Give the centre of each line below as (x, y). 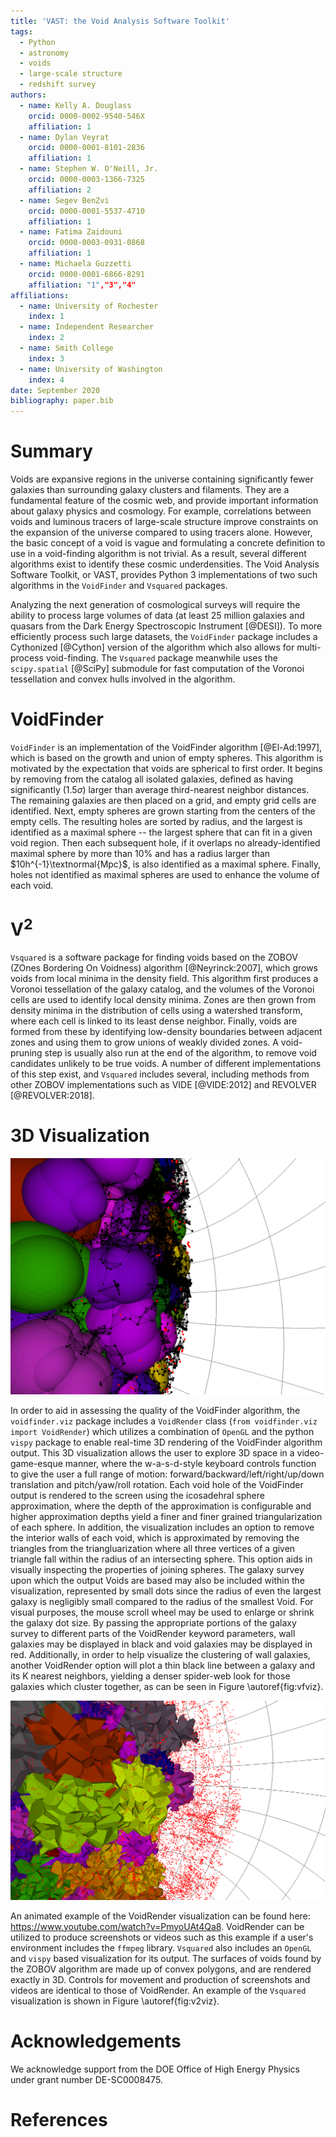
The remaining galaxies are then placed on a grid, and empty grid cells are (163, 800)
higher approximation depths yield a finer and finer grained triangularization (166, 1517)
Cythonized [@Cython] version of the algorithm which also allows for (152, 647)
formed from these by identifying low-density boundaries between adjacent (166, 1032)
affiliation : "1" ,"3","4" (82, 285)
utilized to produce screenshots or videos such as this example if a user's (162, 1937)
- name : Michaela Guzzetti (75, 264)
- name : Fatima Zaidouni (71, 232)
